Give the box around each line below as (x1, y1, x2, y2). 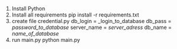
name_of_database (11, 30, 59, 37)
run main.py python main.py (11, 37, 81, 43)
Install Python (11, 5, 46, 12)
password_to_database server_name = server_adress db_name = (11, 24, 172, 31)
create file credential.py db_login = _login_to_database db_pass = (11, 18, 172, 24)
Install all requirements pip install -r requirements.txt (11, 11, 139, 18)
